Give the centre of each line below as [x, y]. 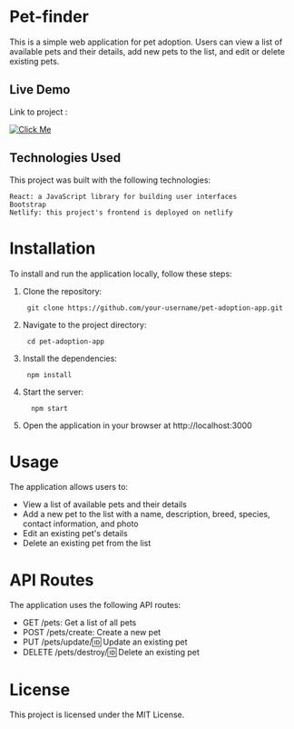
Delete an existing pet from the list [87, 544]
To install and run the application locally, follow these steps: [121, 274]
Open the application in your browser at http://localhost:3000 [137, 425]
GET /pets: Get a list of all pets [79, 623]
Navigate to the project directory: [84, 325]
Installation [53, 248]
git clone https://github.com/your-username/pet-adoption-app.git [155, 308]
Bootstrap [28, 205]
